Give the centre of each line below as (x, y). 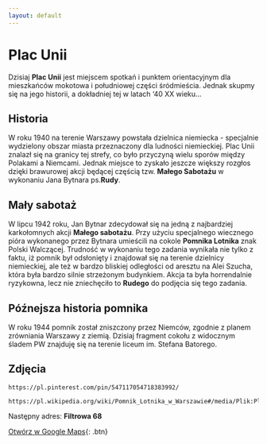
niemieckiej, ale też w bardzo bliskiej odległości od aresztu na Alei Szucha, (130, 266)
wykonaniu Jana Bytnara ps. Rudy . (64, 180)
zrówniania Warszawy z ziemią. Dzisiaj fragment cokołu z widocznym (122, 336)
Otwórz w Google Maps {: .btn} (58, 431)
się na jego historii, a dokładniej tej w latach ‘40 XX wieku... (105, 94)
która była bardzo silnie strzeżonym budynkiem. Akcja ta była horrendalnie (130, 275)
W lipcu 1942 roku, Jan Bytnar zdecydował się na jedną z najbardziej (120, 224)
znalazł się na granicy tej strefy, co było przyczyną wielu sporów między (126, 155)
